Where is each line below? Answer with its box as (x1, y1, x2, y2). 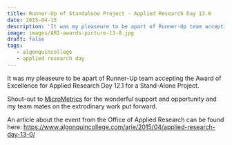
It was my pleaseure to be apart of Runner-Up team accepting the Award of (7, 74, 222, 82)
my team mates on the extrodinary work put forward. (7, 101, 157, 110)
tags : (7, 42, 23, 49)
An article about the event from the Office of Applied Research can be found (7, 115, 224, 124)
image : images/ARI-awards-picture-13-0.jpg (7, 29, 135, 37)
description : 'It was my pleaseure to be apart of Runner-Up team (7, 23, 202, 30)
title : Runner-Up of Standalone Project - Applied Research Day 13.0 (7, 10, 212, 17)
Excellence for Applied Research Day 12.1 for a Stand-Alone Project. (7, 81, 200, 90)
